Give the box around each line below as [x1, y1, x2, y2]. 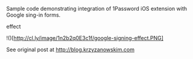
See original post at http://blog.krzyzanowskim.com [6, 46, 134, 53]
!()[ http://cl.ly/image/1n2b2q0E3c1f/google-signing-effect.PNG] [6, 35, 164, 41]
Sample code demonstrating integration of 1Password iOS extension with [6, 5, 188, 12]
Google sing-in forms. [6, 11, 61, 18]
